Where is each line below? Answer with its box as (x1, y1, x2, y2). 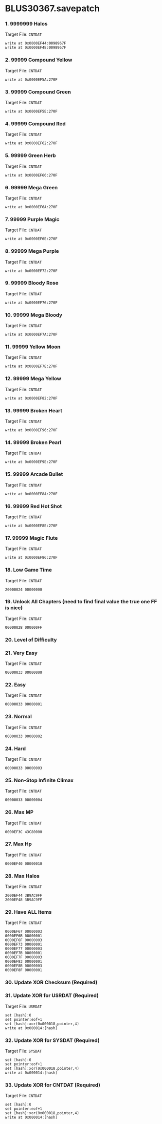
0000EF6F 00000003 (5, 938, 42, 943)
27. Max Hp (5, 840, 32, 847)
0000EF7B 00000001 (5, 950, 42, 956)
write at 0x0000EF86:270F (5, 555, 57, 560)
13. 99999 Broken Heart (5, 407, 62, 414)
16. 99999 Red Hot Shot (5, 503, 62, 509)
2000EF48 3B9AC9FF (5, 898, 42, 903)
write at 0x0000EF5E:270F (5, 109, 57, 114)
